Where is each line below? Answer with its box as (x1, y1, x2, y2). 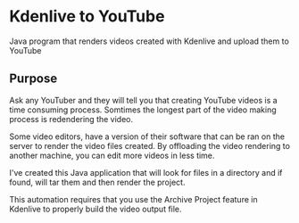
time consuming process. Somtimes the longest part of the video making (9, 104, 277, 115)
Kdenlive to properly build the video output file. (9, 203, 182, 214)
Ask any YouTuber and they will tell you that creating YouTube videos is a (9, 95, 278, 105)
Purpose (9, 71, 58, 87)
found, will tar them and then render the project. (9, 177, 186, 187)
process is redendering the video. (9, 113, 134, 124)
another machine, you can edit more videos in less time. (9, 150, 215, 161)
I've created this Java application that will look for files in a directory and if (9, 167, 283, 178)
